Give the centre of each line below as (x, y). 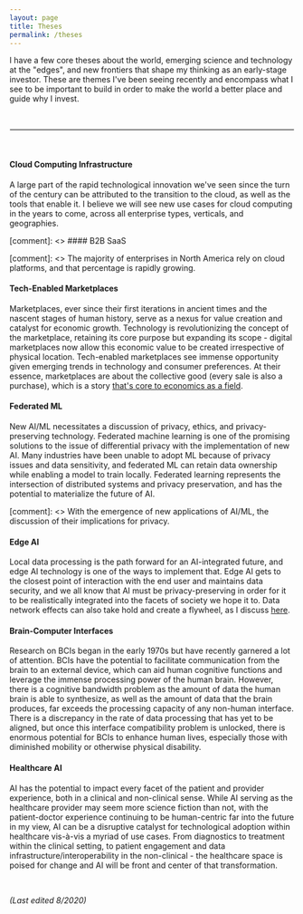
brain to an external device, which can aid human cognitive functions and (146, 670)
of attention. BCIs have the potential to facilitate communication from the (145, 660)
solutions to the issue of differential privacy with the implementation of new (150, 446)
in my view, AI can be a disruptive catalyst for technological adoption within (150, 826)
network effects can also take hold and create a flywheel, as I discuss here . (150, 610)
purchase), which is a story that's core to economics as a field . (126, 385)
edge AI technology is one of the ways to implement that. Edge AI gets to (146, 572)
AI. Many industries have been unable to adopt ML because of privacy (140, 455)
